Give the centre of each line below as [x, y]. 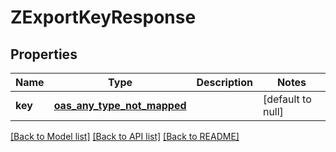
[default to [287, 99]
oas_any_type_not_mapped [120, 105]
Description [224, 82]
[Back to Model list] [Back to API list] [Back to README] [125, 136]
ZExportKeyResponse [103, 17]
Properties [44, 54]
